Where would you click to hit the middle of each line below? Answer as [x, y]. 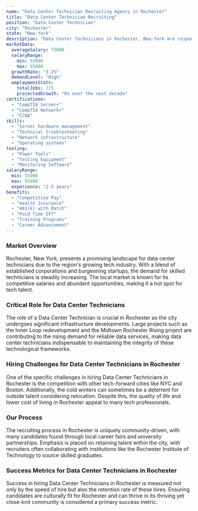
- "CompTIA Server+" [37, 104]
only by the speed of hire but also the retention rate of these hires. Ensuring [98, 490]
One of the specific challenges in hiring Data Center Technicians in [87, 377]
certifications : [26, 99]
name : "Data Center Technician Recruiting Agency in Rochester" [87, 11]
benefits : [18, 192]
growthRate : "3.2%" [35, 72]
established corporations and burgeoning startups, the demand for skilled [95, 271]
